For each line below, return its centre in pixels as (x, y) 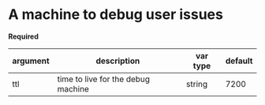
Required (24, 36)
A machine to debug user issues (116, 15)
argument (31, 61)
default (239, 61)
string (197, 84)
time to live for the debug (104, 79)
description (118, 61)
